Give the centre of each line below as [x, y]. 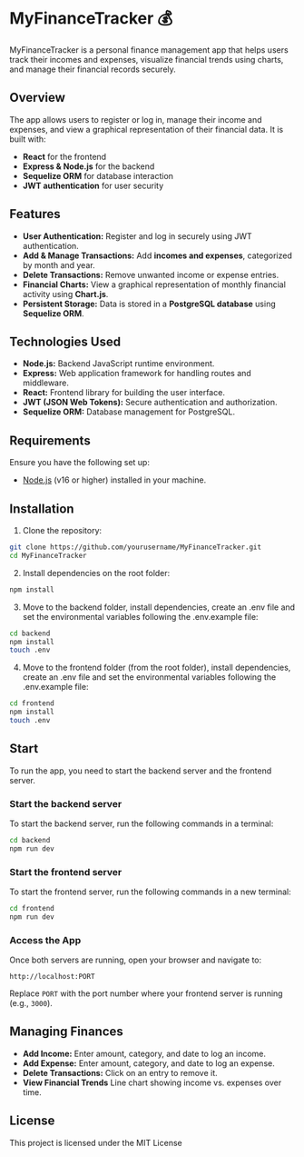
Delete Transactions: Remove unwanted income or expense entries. [151, 274]
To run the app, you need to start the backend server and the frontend [141, 771]
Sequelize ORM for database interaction [98, 175]
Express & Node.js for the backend [88, 166]
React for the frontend [64, 156]
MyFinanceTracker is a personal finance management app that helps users [149, 50]
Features [35, 214]
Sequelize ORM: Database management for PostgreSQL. [129, 412]
